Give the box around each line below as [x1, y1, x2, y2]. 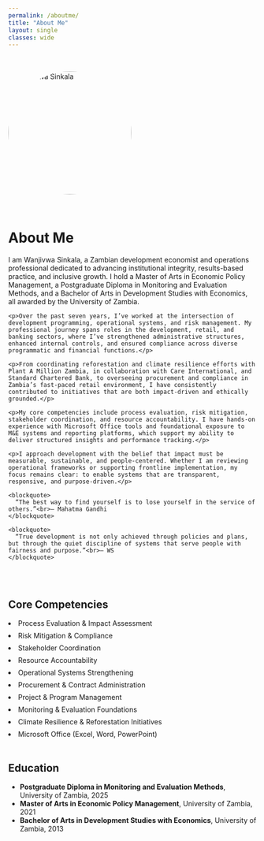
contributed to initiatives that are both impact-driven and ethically [8, 388, 248, 396]
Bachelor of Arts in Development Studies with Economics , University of [19, 816, 257, 825]
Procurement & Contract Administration [18, 680, 146, 690]
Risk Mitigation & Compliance [18, 631, 113, 640]
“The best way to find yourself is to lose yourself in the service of [15, 498, 256, 507]
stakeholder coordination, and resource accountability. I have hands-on [8, 415, 256, 424]
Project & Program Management [18, 693, 122, 701]
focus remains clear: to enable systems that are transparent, [8, 471, 221, 479]
